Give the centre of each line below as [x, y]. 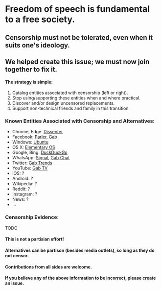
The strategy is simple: [29, 82]
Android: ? [23, 179]
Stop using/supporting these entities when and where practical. [76, 98]
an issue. [15, 283]
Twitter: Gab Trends [32, 163]
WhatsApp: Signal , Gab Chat [41, 158]
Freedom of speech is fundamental [78, 9]
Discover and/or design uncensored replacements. [63, 103]
